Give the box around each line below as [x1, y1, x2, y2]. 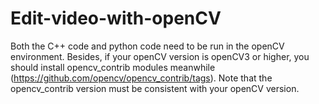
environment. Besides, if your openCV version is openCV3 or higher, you [10, 50, 310, 62]
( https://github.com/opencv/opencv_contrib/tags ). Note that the [10, 72, 273, 84]
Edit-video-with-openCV [10, 7, 222, 30]
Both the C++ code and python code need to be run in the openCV [10, 40, 285, 52]
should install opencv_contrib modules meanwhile [10, 61, 216, 73]
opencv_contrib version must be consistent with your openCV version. [10, 82, 300, 94]
